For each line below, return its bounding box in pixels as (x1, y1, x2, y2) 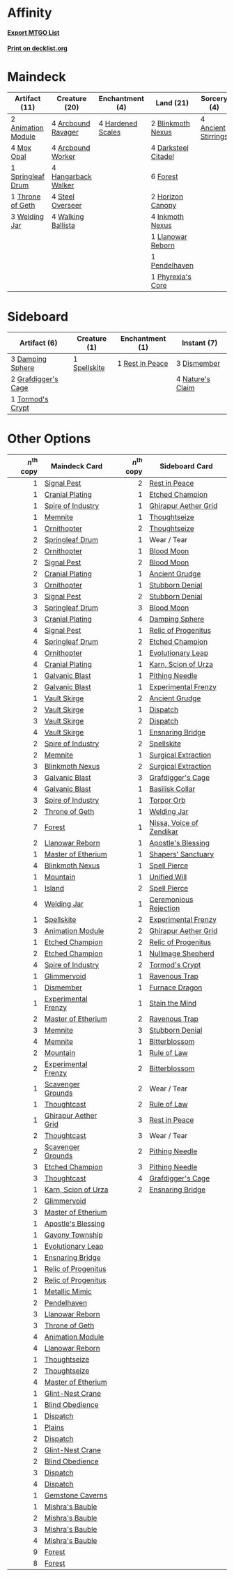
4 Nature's (175, 374, 211, 384)
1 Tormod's (10, 394, 49, 404)
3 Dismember (175, 359, 221, 369)
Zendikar (149, 826, 179, 836)
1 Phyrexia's (150, 272, 192, 282)
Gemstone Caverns (44, 1490, 108, 1500)
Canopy (150, 201, 177, 210)
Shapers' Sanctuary (149, 849, 214, 859)
